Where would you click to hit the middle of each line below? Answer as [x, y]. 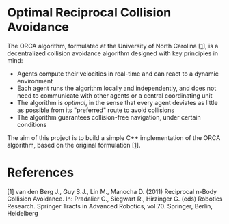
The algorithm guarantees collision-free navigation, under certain [109, 117]
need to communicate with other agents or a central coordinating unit [115, 95]
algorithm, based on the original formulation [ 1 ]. [74, 145]
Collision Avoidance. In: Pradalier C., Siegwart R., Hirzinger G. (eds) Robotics [115, 199]
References [40, 173]
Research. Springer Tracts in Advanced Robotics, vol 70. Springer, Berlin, [110, 206]
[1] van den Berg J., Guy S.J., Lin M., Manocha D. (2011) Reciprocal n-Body [112, 191]
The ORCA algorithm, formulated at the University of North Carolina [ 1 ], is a [113, 46]
